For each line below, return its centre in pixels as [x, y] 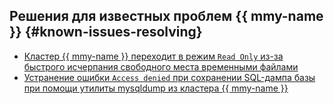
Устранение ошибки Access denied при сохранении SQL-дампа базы [169, 77]
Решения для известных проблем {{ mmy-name [166, 16]
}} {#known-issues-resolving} [106, 32]
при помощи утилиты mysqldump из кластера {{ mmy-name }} [156, 88]
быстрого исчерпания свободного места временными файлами [161, 66]
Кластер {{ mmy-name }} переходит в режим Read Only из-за [153, 56]
